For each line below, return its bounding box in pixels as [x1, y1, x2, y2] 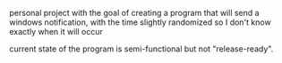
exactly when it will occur [9, 27, 103, 36]
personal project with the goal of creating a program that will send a [9, 8, 260, 18]
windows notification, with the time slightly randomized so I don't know [9, 17, 271, 28]
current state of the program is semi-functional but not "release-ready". [9, 43, 274, 54]
